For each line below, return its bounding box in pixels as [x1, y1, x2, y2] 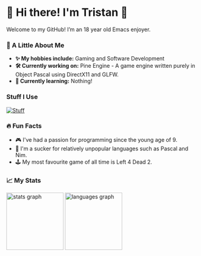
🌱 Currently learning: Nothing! [15, 78, 93, 85]
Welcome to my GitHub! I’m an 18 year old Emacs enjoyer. [6, 26, 151, 33]
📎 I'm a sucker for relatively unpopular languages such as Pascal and [15, 145, 189, 152]
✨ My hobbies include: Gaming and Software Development [15, 55, 164, 62]
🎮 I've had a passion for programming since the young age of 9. [15, 136, 178, 143]
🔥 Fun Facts [6, 122, 42, 130]
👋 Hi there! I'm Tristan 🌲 [6, 5, 128, 20]
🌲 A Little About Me [6, 41, 65, 49]
